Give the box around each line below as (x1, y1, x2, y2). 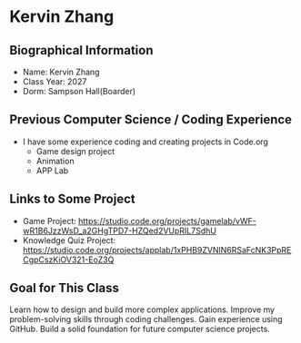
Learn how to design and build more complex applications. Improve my (9, 304, 276, 315)
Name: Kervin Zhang (22, 66, 100, 77)
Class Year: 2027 (22, 76, 87, 87)
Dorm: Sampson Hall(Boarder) (22, 86, 136, 96)
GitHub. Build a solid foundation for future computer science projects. (9, 324, 270, 335)
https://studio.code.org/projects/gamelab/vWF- (77, 215, 256, 226)
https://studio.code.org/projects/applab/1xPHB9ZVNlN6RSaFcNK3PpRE (22, 244, 292, 255)
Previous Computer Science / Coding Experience (9, 112, 293, 128)
